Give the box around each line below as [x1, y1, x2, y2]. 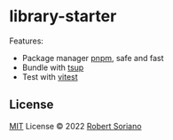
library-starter [9, 6, 117, 27]
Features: [9, 35, 44, 46]
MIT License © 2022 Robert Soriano [9, 121, 142, 131]
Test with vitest [21, 71, 78, 82]
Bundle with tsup [21, 62, 84, 73]
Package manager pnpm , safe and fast [21, 52, 164, 63]
